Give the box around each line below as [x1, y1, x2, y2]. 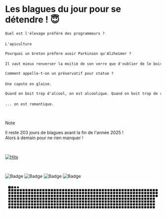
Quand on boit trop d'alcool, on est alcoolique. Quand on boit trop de [5, 91, 158, 96]
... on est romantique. [5, 102, 54, 107]
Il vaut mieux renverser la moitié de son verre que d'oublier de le [5, 61, 152, 66]
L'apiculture [5, 41, 32, 47]
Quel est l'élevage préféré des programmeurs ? [5, 31, 105, 36]
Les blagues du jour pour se [5, 3, 122, 15]
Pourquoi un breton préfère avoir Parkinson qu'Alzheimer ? [5, 51, 132, 56]
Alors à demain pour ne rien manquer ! [5, 135, 83, 141]
